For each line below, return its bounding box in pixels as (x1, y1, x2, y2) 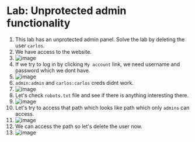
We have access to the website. (15, 48, 92, 55)
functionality (6, 16, 71, 30)
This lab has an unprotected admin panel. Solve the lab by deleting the (15, 36, 185, 43)
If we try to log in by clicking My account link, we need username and (15, 60, 180, 68)
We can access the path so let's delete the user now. (15, 123, 142, 130)
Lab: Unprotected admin (6, 4, 127, 18)
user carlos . (15, 42, 45, 49)
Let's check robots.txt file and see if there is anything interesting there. (15, 92, 189, 99)
